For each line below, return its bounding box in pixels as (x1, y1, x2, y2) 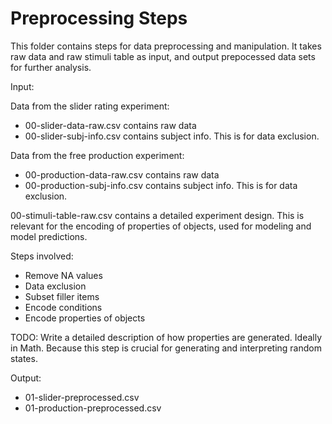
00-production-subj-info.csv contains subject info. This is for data (24, 179, 298, 191)
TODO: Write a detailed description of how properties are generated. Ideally (10, 331, 323, 343)
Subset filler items (24, 290, 100, 302)
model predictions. (10, 230, 88, 242)
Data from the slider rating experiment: (10, 100, 170, 112)
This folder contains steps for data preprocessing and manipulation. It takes (10, 40, 322, 52)
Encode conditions (24, 301, 103, 313)
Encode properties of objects (24, 312, 146, 324)
